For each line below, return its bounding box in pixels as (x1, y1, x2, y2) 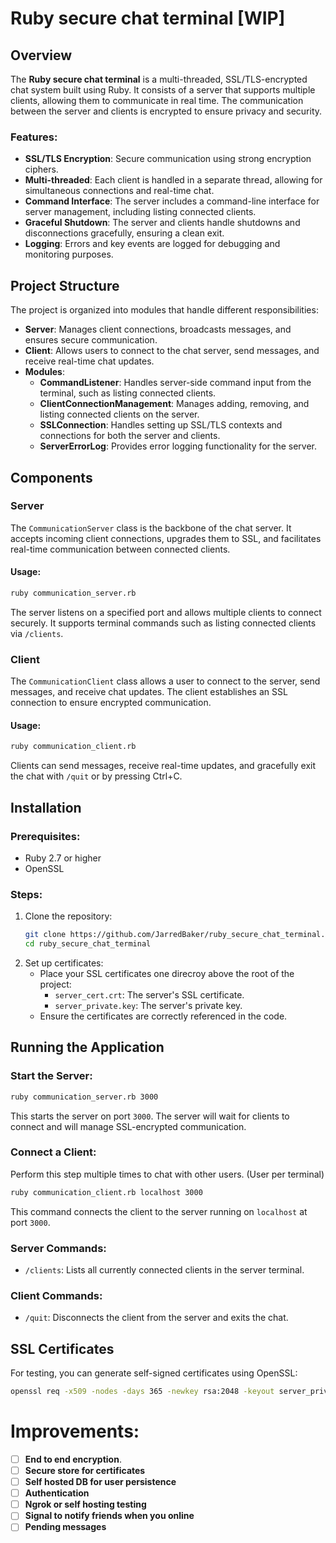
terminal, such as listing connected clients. (39, 387, 217, 399)
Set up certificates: (24, 957, 104, 969)
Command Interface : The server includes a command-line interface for (24, 195, 320, 207)
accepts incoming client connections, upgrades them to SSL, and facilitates (10, 532, 322, 544)
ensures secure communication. (24, 334, 158, 346)
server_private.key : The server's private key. (54, 999, 243, 1011)
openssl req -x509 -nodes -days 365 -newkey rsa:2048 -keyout (10, 1387, 275, 1397)
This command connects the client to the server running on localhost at (10, 1205, 308, 1217)
